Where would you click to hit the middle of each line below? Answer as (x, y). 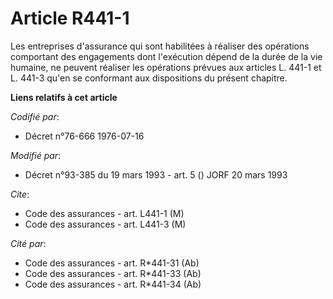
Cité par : (28, 243)
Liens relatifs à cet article (64, 97)
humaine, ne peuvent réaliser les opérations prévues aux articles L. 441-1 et (166, 67)
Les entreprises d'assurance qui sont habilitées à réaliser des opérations (160, 46)
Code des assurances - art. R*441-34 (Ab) (113, 284)
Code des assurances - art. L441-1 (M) (104, 213)
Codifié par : (35, 116)
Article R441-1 (70, 18)
